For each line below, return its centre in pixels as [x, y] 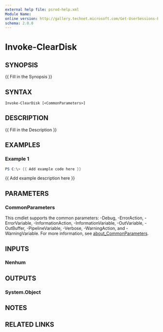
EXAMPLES [23, 145]
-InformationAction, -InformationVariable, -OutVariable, [89, 223]
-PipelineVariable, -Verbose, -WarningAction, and [76, 228]
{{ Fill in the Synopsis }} [29, 77]
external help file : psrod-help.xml [42, 9]
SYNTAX [19, 92]
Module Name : [18, 14]
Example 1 [17, 159]
